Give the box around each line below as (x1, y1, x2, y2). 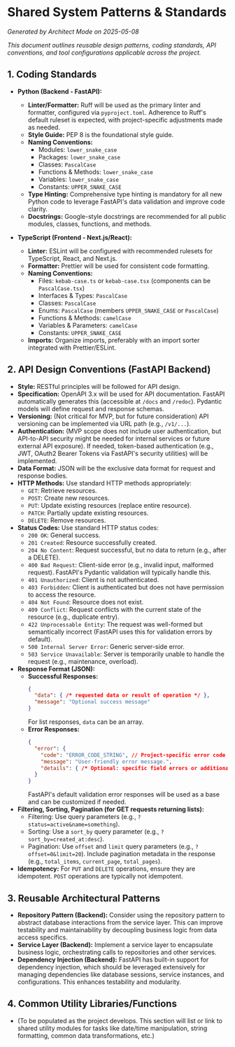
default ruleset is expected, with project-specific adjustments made (27, 115, 223, 124)
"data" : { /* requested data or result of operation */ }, (34, 692, 211, 699)
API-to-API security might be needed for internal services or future (17, 434, 211, 443)
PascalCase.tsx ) (38, 284, 85, 292)
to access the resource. (27, 590, 97, 599)
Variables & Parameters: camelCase (38, 321, 138, 329)
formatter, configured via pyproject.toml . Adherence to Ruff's (27, 108, 206, 116)
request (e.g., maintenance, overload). (27, 657, 138, 665)
